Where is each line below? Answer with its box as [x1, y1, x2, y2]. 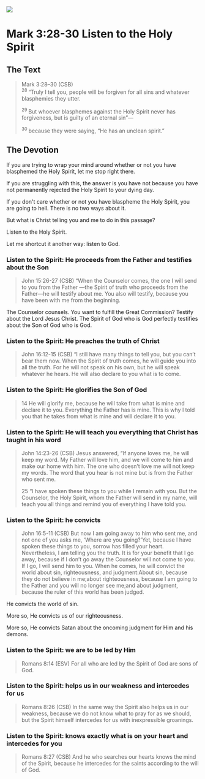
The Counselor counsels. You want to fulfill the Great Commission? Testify [6, 309, 194, 316]
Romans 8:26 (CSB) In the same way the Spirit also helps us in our [21, 703, 188, 710]
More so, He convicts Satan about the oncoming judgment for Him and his [6, 624, 193, 631]
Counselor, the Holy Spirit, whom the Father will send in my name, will [21, 494, 198, 501]
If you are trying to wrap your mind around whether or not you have [6, 161, 176, 168]
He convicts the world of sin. [6, 601, 79, 608]
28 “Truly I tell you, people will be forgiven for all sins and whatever [21, 87, 190, 96]
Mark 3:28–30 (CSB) [21, 81, 73, 88]
